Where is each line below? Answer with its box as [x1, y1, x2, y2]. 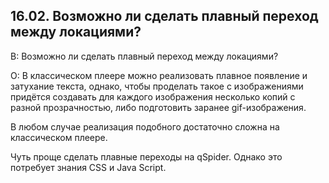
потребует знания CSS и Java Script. [10, 161, 167, 173]
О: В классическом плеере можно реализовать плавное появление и [10, 69, 308, 81]
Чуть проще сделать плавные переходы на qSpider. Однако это [10, 150, 283, 163]
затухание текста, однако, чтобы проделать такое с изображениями [10, 80, 304, 92]
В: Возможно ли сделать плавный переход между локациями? [10, 50, 279, 62]
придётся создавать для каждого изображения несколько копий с [10, 90, 296, 103]
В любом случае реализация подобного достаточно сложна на [10, 120, 280, 133]
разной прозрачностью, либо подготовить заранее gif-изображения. [10, 101, 307, 113]
